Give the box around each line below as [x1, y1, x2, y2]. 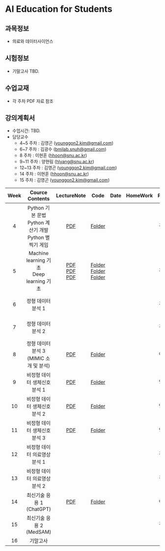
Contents [27, 195, 50, 202]
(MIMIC [27, 355, 45, 362]
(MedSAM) [26, 529, 52, 536]
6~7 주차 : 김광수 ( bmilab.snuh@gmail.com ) [19, 147, 107, 152]
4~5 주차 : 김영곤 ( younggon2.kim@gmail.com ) [19, 140, 114, 146]
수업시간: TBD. [12, 128, 41, 134]
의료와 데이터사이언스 [12, 38, 54, 44]
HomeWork [126, 192, 153, 199]
